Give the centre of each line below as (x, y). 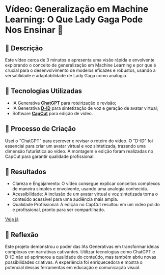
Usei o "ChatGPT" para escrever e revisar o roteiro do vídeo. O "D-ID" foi (79, 141)
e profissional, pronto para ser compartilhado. (59, 210)
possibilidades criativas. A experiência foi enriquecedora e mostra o (74, 262)
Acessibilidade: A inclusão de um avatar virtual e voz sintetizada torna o (85, 194)
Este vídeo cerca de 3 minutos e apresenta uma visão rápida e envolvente (80, 60)
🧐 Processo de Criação (41, 129)
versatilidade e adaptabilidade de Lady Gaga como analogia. (66, 76)
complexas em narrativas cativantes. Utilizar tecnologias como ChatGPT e (80, 252)
